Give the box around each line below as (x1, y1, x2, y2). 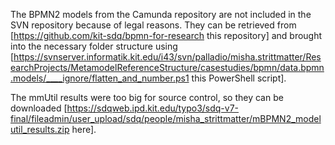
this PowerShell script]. (191, 72, 287, 84)
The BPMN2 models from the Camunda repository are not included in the (10, 9, 312, 20)
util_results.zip (10, 124, 70, 135)
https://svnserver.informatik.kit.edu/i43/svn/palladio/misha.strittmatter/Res (13, 51, 322, 63)
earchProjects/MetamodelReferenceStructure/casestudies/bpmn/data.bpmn (10, 62, 325, 73)
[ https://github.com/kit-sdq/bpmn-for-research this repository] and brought (10, 30, 323, 41)
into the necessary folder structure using (10, 40, 178, 52)
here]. (71, 124, 97, 135)
